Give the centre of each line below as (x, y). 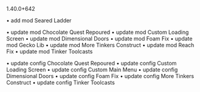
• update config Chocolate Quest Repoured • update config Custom (91, 63)
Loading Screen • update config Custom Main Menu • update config (92, 70)
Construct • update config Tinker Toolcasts (61, 82)
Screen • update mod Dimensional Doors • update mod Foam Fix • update (99, 38)
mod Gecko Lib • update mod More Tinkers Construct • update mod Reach (100, 45)
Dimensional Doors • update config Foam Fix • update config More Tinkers (100, 76)
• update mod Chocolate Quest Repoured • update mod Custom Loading (98, 32)
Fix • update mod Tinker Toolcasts (50, 51)
